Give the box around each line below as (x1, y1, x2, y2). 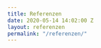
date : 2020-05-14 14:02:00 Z (7, 17, 94, 24)
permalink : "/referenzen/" (7, 30, 87, 37)
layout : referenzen (7, 23, 65, 30)
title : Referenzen (7, 10, 62, 18)
